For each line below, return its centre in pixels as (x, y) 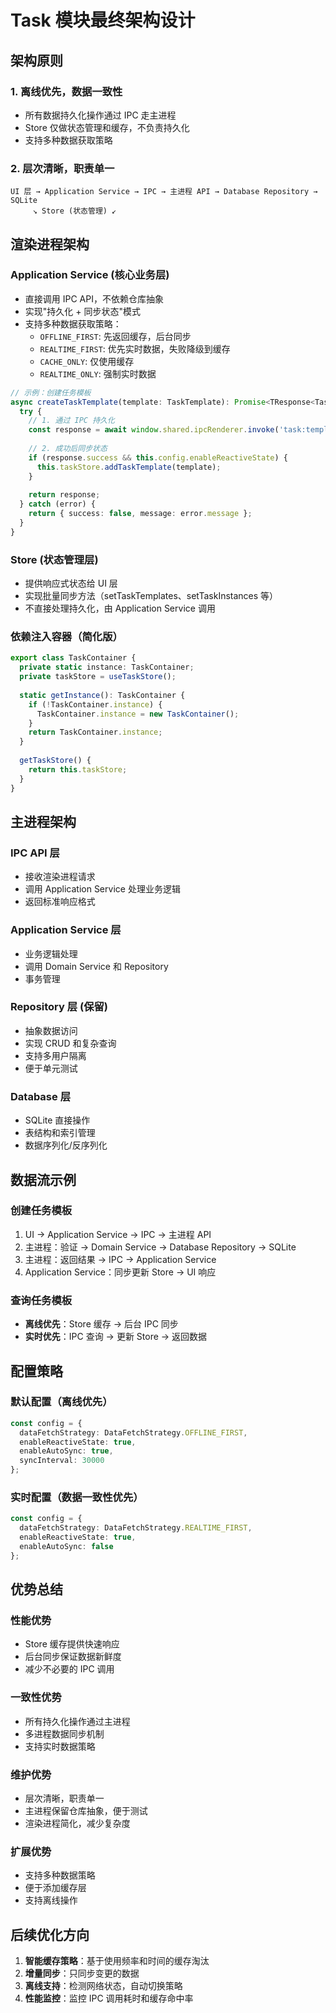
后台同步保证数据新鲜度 (73, 1657)
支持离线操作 (51, 1900)
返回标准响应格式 (60, 902)
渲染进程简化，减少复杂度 (77, 1823)
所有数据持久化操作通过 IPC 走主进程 (100, 115)
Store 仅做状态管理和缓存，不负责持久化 (107, 127)
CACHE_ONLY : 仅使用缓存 (87, 361)
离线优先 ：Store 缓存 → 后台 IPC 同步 (101, 1324)
